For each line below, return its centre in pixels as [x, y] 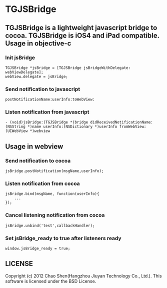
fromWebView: [133, 127]
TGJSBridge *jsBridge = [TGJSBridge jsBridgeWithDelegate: [68, 68]
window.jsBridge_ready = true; [38, 248]
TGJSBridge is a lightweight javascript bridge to [81, 28]
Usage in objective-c [38, 43]
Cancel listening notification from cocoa [55, 215]
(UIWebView [16, 131]
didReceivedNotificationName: [122, 122]
